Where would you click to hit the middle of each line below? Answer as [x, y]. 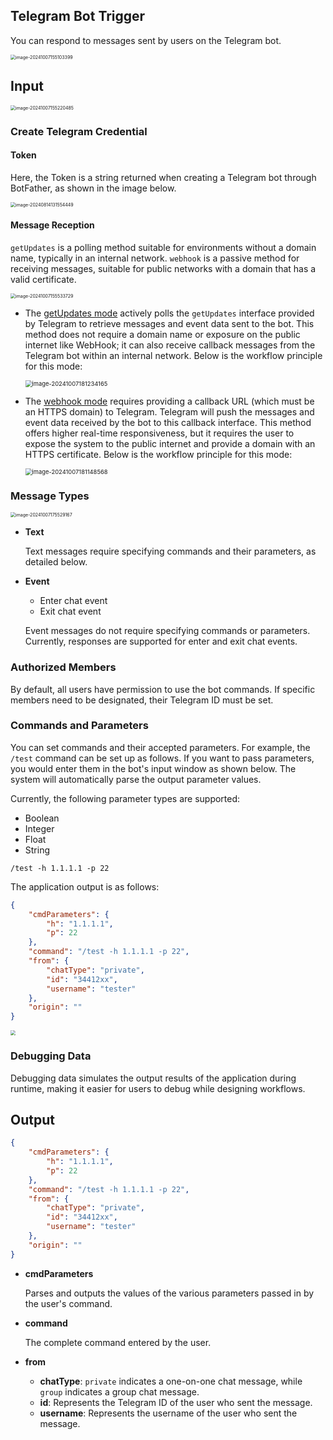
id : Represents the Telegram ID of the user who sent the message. [176, 1402]
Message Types [50, 496]
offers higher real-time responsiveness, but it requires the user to [159, 433]
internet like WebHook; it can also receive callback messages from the [170, 345]
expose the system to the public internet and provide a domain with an [170, 443]
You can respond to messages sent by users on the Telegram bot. [146, 40]
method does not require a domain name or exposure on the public [162, 334]
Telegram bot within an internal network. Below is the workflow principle [173, 355]
